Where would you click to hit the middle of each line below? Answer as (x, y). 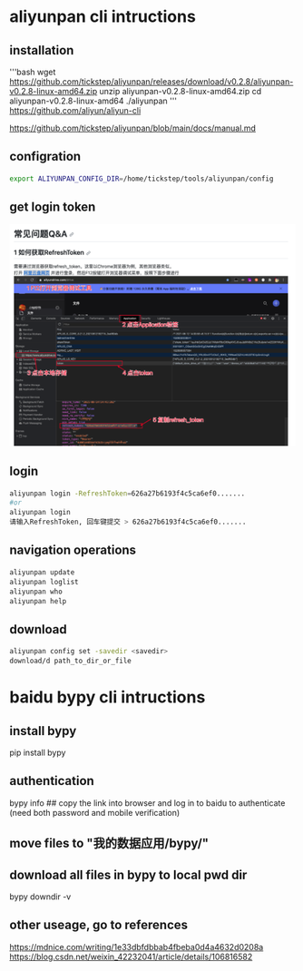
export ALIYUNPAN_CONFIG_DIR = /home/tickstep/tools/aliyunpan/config (142, 179)
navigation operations (73, 550)
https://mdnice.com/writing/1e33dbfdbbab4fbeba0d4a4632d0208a (137, 946)
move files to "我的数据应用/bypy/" (109, 843)
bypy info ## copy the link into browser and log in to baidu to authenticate (147, 803)
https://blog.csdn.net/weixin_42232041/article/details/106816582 (131, 956)
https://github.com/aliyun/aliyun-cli (75, 110)
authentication (52, 781)
